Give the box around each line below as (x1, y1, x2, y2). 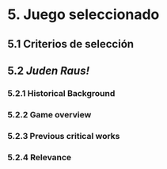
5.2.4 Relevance (7, 152, 72, 163)
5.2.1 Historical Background (7, 87, 116, 98)
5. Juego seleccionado (7, 6, 160, 24)
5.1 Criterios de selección (7, 37, 135, 51)
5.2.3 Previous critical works (7, 130, 120, 141)
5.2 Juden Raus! (7, 63, 90, 77)
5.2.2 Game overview (7, 109, 92, 120)
